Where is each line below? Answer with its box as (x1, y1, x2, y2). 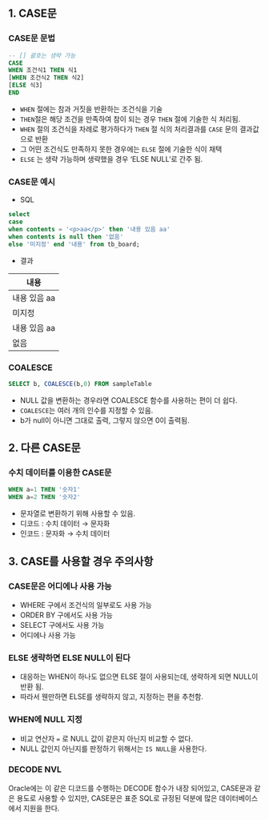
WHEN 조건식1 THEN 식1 (8, 66, 78, 74)
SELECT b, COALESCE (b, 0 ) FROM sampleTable (8, 380, 152, 388)
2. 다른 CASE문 (8, 441, 82, 455)
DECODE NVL (8, 764, 62, 775)
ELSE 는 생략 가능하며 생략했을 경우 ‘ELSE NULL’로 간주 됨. (19, 154, 203, 163)
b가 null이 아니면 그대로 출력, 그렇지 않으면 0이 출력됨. (19, 415, 190, 425)
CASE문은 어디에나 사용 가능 (8, 581, 112, 592)
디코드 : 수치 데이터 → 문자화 (19, 519, 110, 529)
